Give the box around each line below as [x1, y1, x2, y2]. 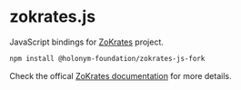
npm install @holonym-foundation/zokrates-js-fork [9, 54, 206, 63]
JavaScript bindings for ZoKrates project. [9, 36, 164, 47]
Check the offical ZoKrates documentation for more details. [9, 70, 232, 81]
